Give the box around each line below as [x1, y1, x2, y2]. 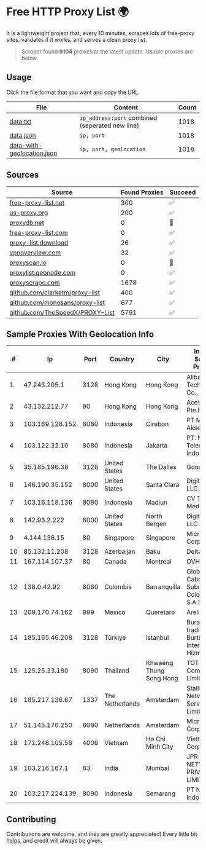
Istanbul [145, 634, 169, 642]
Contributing [6, 814, 56, 824]
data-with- [9, 141, 43, 149]
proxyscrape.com [9, 278, 60, 286]
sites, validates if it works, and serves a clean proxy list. [6, 36, 147, 43]
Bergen [145, 520, 167, 529]
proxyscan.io [9, 258, 47, 267]
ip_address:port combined [79, 113, 158, 122]
